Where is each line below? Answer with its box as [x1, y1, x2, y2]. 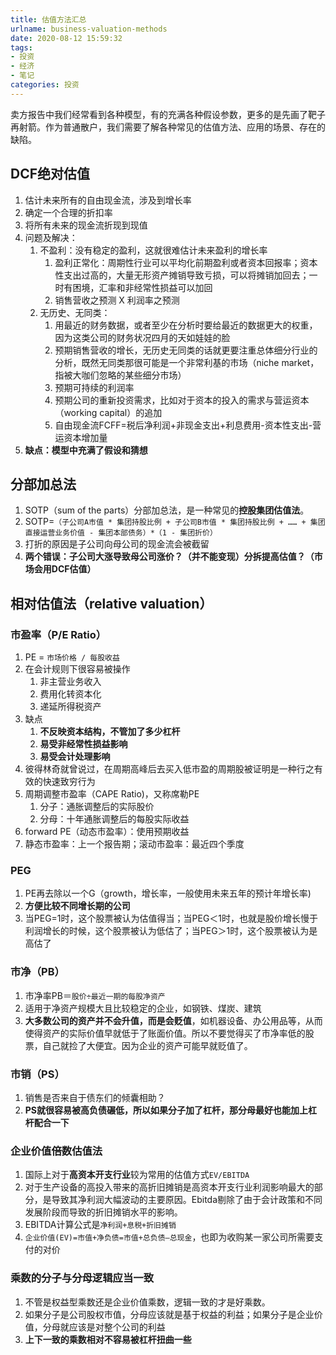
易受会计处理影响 [39, 751, 111, 763]
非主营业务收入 [39, 676, 102, 688]
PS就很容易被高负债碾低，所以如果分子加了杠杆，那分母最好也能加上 [24, 1104, 309, 1116]
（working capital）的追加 [54, 406, 163, 418]
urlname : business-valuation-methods [10, 24, 168, 34]
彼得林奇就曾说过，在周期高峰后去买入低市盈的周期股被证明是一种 [24, 763, 297, 775]
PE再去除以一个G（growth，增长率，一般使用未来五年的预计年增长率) [24, 887, 312, 900]
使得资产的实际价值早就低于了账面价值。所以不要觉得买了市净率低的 [24, 1027, 306, 1039]
